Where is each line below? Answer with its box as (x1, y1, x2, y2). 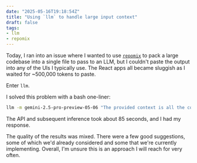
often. (6, 151, 21, 158)
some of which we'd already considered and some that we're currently (6, 139, 177, 146)
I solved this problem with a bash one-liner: (6, 93, 111, 100)
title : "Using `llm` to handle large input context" (6, 14, 138, 20)
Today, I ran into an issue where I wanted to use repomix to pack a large (6, 52, 179, 59)
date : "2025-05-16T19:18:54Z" (6, 8, 80, 15)
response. (6, 121, 30, 128)
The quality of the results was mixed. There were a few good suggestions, (6, 133, 185, 140)
